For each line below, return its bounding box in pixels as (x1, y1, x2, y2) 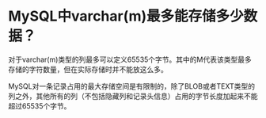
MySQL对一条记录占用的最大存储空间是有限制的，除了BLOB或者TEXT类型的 (8, 81, 256, 91)
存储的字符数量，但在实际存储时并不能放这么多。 (8, 64, 168, 74)
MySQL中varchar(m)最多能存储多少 (8, 7, 244, 25)
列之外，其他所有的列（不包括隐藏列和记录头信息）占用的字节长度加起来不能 (8, 91, 258, 101)
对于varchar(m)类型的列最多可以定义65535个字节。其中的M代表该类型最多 (8, 55, 252, 64)
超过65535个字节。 (8, 101, 71, 111)
